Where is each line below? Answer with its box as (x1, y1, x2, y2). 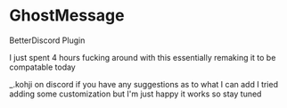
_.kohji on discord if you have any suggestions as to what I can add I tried (9, 79, 279, 89)
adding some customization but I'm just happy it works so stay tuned (9, 88, 262, 99)
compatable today (9, 62, 76, 72)
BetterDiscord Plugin (9, 35, 86, 46)
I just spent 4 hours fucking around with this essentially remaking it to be (9, 52, 276, 62)
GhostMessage (9, 5, 125, 26)
